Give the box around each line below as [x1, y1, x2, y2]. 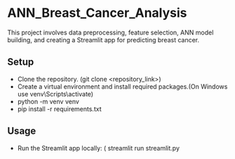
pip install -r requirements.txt [17, 104, 102, 113]
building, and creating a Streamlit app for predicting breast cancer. [7, 35, 200, 44]
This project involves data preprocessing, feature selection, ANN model [7, 28, 214, 37]
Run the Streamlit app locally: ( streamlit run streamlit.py [17, 144, 180, 152]
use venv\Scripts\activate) [17, 89, 93, 98]
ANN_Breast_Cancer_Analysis [7, 5, 187, 21]
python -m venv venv [17, 97, 79, 106]
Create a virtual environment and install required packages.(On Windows [17, 82, 228, 91]
